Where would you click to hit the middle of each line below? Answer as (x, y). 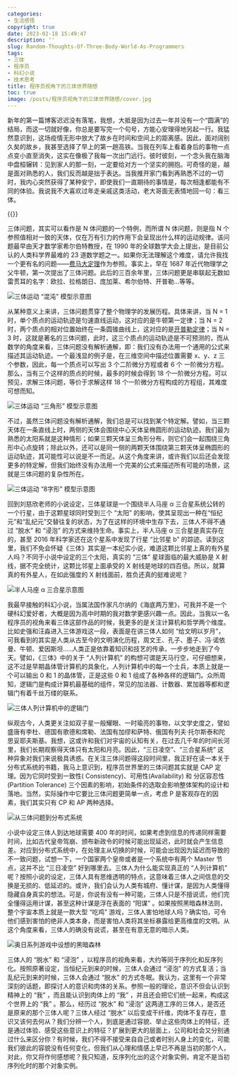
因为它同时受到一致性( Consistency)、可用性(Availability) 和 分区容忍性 (122, 776)
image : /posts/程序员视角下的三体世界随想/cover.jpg (79, 100)
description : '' (31, 40)
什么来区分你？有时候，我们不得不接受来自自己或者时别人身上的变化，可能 (121, 1039)
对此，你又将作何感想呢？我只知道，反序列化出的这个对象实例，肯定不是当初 (119, 1057)
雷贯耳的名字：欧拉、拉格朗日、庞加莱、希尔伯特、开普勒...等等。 (103, 281)
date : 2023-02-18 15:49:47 (47, 34)
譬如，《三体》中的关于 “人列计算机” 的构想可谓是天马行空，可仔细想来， (124, 657)
